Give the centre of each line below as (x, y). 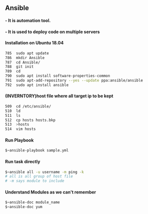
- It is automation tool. (28, 20)
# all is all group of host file (39, 176)
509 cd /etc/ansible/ (28, 106)
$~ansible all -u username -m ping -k (44, 172)
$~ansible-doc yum (24, 207)
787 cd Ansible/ (23, 62)
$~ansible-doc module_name (32, 202)
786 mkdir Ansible (25, 58)
